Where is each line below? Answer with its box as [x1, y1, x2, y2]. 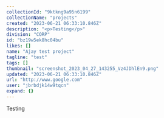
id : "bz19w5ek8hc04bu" [6, 37, 64, 43]
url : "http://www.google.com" [6, 77, 83, 83]
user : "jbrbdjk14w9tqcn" [6, 83, 69, 89]
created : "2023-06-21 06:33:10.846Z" [6, 20, 102, 26]
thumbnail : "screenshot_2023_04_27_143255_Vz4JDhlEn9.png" [6, 65, 159, 72]
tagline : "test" [6, 54, 47, 60]
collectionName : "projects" [6, 15, 78, 21]
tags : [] [6, 60, 29, 66]
